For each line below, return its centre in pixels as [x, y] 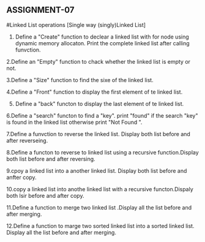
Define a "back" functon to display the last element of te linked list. [99, 104]
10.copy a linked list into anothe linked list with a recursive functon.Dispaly [100, 189]
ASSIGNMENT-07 [40, 10]
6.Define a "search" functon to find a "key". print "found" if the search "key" [102, 115]
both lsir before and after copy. [45, 195]
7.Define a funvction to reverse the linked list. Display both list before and [99, 134]
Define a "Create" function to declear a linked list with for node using [102, 37]
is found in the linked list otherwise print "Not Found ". [74, 122]
